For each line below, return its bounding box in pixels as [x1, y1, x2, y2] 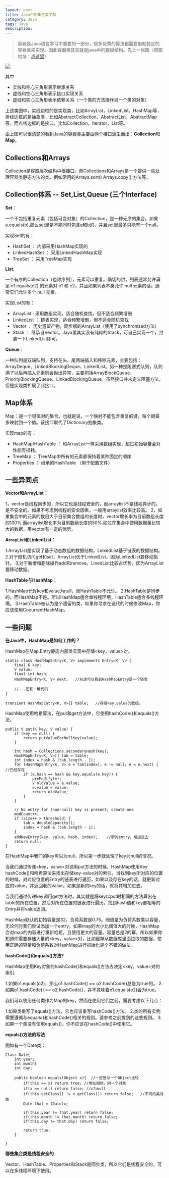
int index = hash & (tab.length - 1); [14, 758, 96, 763]
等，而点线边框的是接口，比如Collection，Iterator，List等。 [5, 120, 128, 126]
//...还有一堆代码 [14, 687, 48, 692]
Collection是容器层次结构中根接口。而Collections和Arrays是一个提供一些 [5, 168, 156, 174]
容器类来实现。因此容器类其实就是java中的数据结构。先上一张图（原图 [17, 47, 163, 53]
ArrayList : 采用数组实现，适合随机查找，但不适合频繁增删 [12, 310, 132, 316]
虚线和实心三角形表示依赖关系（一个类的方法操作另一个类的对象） [12, 97, 149, 103]
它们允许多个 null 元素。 [9, 289, 59, 295]
